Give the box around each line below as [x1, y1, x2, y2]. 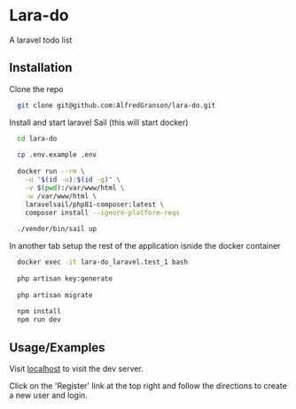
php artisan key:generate [17, 274, 113, 283]
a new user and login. [9, 390, 89, 400]
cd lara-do [17, 134, 58, 143]
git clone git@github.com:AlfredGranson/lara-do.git [17, 101, 216, 110]
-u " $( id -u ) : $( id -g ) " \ [25, 175, 121, 184]
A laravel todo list [9, 35, 73, 45]
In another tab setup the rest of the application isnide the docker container [9, 241, 281, 251]
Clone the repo [9, 83, 64, 94]
